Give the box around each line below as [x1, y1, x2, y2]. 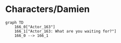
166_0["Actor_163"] [14, 24, 56, 29]
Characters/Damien [5, 3, 90, 15]
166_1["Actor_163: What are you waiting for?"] [14, 28, 116, 33]
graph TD [5, 20, 24, 25]
